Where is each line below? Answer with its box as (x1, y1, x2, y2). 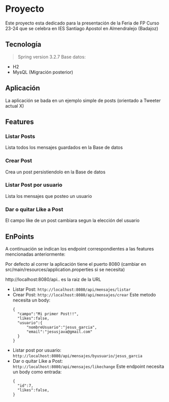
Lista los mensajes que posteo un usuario (5, 193, 92, 199)
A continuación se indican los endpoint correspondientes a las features (5, 245, 154, 252)
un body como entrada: (12, 368, 62, 375)
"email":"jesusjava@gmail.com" (26, 329, 93, 334)
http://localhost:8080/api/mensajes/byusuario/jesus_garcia (12, 353, 143, 359)
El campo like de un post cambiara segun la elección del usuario (5, 217, 140, 223)
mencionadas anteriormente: (5, 251, 66, 257)
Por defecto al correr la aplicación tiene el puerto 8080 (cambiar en (5, 261, 146, 267)
